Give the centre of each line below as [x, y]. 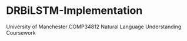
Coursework [21, 32]
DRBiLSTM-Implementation [74, 11]
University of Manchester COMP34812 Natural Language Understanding [94, 27]
